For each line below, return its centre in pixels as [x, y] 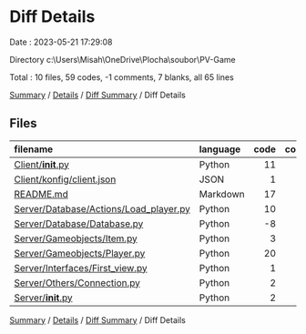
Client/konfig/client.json [65, 179]
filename [34, 149]
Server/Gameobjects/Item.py [76, 238]
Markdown [222, 194]
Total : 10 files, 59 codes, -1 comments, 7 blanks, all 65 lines [122, 77]
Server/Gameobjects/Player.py [80, 253]
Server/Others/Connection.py [77, 282]
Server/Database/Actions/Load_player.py [102, 208]
